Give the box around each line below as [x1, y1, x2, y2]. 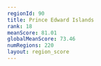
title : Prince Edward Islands [7, 16, 95, 23]
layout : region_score [7, 49, 70, 56]
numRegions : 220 [7, 42, 54, 49]
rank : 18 [7, 23, 33, 30]
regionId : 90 [7, 10, 45, 17]
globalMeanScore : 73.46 [7, 36, 76, 43]
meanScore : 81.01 [7, 29, 57, 36]
